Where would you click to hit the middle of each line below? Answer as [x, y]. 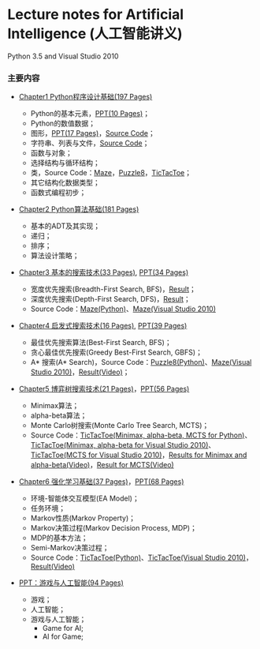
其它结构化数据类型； [65, 182]
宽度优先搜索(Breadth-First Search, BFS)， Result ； [113, 289]
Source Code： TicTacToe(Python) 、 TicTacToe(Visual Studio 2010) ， [141, 557]
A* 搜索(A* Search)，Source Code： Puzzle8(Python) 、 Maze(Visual [141, 362]
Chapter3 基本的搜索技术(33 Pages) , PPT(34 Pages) [104, 272]
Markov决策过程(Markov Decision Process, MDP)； [114, 528]
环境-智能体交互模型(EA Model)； [85, 498]
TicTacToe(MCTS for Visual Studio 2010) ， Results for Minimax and [139, 455]
